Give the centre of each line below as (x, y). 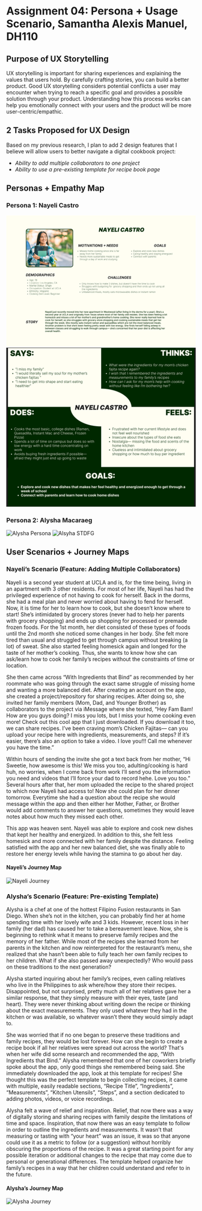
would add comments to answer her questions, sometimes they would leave (100, 810)
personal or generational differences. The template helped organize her (95, 1162)
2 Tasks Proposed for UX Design (68, 130)
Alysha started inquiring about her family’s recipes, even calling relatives (96, 979)
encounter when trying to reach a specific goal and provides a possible (94, 92)
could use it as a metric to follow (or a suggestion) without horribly (89, 1142)
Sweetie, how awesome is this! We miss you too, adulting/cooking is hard (97, 765)
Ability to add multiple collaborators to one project (77, 163)
